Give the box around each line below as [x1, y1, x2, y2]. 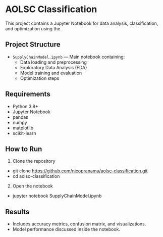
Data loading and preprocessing [20, 59, 87, 65]
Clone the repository [12, 158, 56, 164]
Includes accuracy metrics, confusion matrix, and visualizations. [12, 221, 146, 227]
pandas [12, 114, 29, 120]
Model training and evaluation [20, 70, 82, 76]
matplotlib [12, 125, 34, 131]
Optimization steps [20, 75, 60, 81]
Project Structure [5, 40, 61, 49]
